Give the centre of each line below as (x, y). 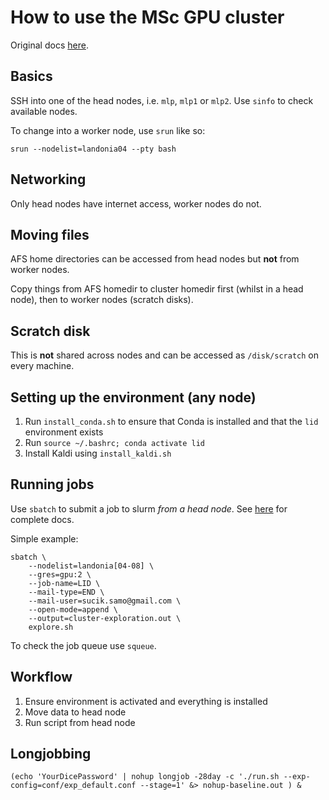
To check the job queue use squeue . (83, 645)
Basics (31, 76)
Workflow (41, 677)
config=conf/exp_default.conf (73, 786)
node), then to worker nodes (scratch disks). (102, 300)
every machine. (42, 366)
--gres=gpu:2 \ (60, 574)
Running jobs (52, 484)
